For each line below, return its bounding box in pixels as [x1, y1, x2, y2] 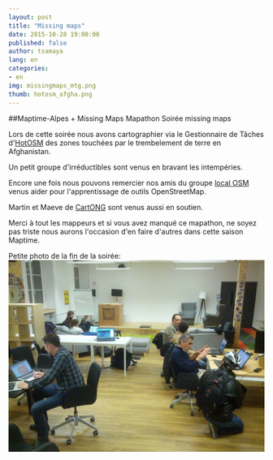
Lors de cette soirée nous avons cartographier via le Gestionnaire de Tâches [8, 129, 264, 139]
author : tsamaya [8, 47, 63, 56]
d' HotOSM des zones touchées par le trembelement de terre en [8, 138, 222, 148]
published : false [8, 39, 67, 47]
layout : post [8, 13, 53, 21]
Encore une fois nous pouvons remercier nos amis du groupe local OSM [8, 178, 249, 187]
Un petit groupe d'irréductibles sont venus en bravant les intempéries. [8, 162, 243, 172]
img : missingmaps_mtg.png [8, 81, 96, 89]
